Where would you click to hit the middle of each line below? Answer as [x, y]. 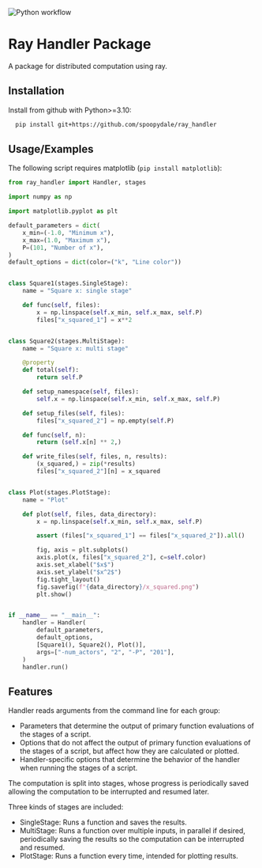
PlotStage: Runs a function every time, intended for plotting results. [129, 856]
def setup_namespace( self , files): [81, 392]
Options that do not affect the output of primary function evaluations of [135, 743]
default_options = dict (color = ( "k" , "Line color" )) [95, 262]
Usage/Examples [51, 149]
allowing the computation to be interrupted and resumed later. [109, 792]
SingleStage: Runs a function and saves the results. [103, 822]
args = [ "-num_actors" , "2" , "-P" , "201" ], [106, 652]
